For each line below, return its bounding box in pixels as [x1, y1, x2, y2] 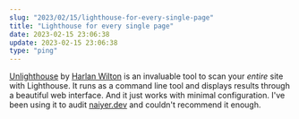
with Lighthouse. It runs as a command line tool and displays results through [9, 81, 291, 91]
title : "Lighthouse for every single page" [9, 21, 175, 30]
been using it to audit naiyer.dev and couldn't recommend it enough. [9, 99, 261, 110]
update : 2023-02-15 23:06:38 [9, 38, 118, 47]
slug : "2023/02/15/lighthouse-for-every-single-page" [9, 13, 215, 22]
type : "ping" [9, 47, 58, 55]
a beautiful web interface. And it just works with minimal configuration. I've [9, 90, 286, 101]
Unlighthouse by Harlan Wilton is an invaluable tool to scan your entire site [9, 71, 284, 81]
